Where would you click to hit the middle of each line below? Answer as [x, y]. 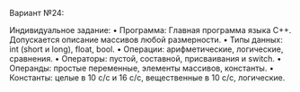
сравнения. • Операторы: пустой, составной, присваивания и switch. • [146, 59]
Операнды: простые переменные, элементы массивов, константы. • [141, 68]
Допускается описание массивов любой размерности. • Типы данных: [146, 40]
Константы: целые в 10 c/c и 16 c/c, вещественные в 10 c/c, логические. [147, 78]
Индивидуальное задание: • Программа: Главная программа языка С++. [150, 30]
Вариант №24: [37, 13]
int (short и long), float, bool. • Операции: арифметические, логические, [146, 49]
